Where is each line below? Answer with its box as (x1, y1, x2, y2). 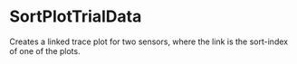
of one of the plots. (9, 45, 81, 56)
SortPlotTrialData (9, 6, 142, 27)
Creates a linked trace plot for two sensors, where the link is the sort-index (9, 36, 288, 47)
